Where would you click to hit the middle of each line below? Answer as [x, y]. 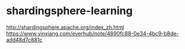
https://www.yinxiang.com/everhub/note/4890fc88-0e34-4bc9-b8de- [92, 33]
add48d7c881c [24, 40]
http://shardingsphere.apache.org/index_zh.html [65, 27]
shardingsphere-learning [69, 11]
